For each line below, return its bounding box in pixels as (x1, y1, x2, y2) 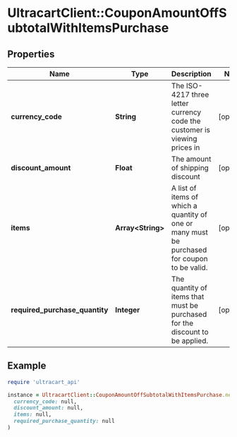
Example (7, 360, 47, 372)
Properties (7, 48, 55, 60)
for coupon (171, 254, 208, 263)
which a (171, 201, 197, 210)
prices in (171, 143, 200, 152)
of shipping (171, 163, 209, 172)
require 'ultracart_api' (7, 378, 80, 385)
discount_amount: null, (13, 405, 83, 412)
